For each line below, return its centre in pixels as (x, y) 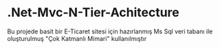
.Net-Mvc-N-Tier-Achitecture (93, 13)
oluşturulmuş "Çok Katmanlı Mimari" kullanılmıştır (77, 38)
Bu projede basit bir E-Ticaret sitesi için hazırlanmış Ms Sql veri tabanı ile (110, 31)
